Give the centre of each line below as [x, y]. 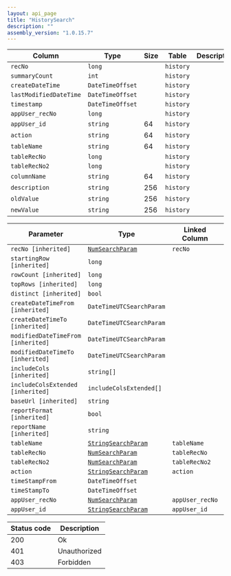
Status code [31, 529]
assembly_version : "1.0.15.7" [51, 33]
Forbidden [74, 562]
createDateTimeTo [39, 320]
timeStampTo [30, 491]
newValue [25, 210]
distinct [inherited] [46, 294]
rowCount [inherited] [46, 275]
